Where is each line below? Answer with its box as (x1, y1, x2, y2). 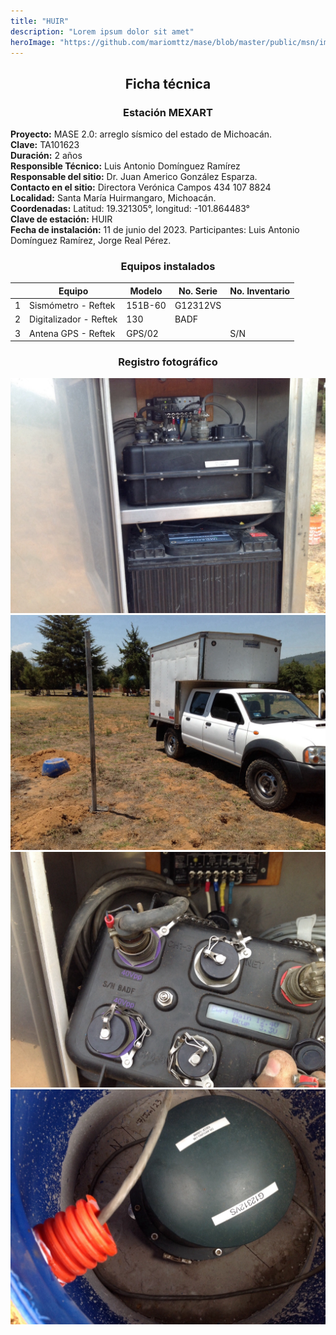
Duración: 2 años (10, 150, 83, 162)
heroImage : (10, 37, 56, 47)
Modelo (129, 285, 163, 297)
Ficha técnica (124, 75, 212, 92)
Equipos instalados (120, 259, 216, 273)
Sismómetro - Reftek (29, 300, 116, 312)
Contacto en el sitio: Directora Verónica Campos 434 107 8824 (10, 181, 272, 194)
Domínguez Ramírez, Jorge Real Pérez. (10, 235, 172, 247)
